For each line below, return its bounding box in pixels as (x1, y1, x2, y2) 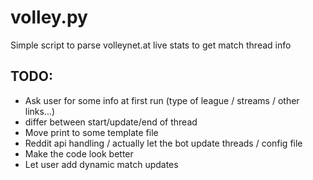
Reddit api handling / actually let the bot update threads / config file (24, 137, 303, 149)
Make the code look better (24, 147, 134, 160)
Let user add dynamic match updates (24, 158, 179, 170)
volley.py (10, 6, 88, 29)
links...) (24, 105, 56, 117)
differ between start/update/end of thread (24, 116, 198, 128)
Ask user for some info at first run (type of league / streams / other (24, 94, 300, 106)
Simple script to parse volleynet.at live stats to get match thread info (10, 39, 292, 51)
